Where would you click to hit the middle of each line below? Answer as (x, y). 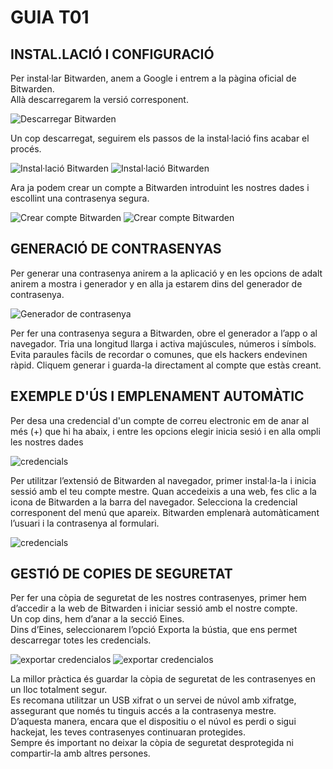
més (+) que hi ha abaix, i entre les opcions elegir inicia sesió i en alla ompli (165, 431)
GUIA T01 (50, 17)
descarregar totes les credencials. (81, 640)
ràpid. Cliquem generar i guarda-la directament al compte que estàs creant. (166, 365)
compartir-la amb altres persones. (80, 753)
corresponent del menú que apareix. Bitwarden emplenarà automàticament (165, 512)
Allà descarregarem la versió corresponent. (99, 99)
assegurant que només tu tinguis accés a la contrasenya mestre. (143, 711)
